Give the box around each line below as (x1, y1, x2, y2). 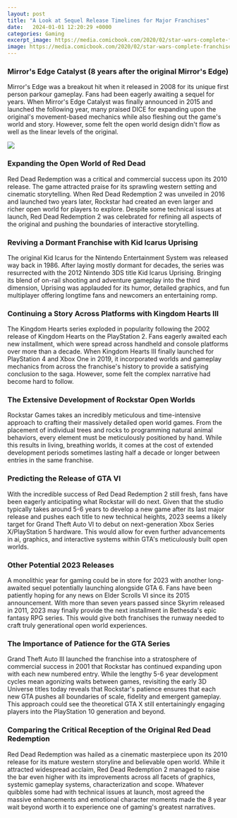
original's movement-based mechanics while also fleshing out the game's (7, 112, 221, 121)
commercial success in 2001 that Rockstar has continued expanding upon (7, 662, 222, 671)
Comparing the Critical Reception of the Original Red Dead (7, 725, 212, 735)
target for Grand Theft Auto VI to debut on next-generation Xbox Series (7, 520, 214, 528)
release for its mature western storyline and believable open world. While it (7, 757, 225, 766)
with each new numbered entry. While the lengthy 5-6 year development (7, 670, 219, 679)
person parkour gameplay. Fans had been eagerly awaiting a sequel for (7, 90, 215, 99)
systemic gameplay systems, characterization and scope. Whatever (7, 780, 205, 788)
